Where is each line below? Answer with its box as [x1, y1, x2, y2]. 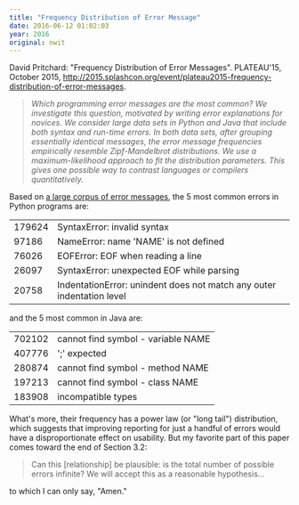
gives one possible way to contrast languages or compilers [30, 165, 249, 175]
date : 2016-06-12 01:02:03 [9, 21, 109, 30]
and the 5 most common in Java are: [9, 313, 143, 323]
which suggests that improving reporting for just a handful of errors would [9, 423, 281, 434]
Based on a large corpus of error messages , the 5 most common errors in [9, 191, 279, 202]
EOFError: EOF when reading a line [57, 250, 202, 263]
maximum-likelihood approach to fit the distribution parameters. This [30, 155, 286, 166]
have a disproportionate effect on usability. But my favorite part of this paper [9, 433, 290, 444]
